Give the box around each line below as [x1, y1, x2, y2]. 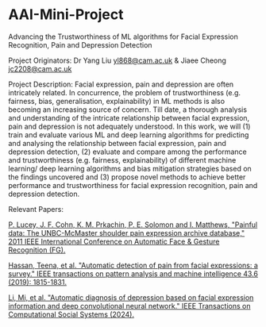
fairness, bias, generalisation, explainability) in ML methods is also [8, 96, 225, 106]
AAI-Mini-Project [8, 6, 124, 24]
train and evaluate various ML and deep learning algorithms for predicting [8, 129, 249, 140]
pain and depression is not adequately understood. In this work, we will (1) [8, 121, 251, 131]
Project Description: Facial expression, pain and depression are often [8, 79, 234, 89]
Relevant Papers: [8, 204, 64, 214]
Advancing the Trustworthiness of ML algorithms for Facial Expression [8, 32, 238, 41]
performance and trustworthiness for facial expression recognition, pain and [8, 180, 258, 190]
